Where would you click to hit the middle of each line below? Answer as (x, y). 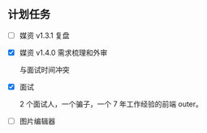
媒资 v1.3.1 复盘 (44, 35)
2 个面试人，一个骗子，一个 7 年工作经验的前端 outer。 (111, 104)
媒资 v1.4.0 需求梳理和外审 (63, 52)
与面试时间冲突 (44, 69)
